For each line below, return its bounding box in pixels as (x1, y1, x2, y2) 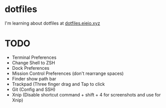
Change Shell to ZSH (12, 59, 56, 66)
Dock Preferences (12, 65, 50, 71)
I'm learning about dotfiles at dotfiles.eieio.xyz (5, 20, 100, 26)
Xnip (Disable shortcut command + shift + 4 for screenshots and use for (12, 91, 161, 97)
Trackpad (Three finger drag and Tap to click (12, 81, 105, 87)
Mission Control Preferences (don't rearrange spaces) (12, 70, 124, 76)
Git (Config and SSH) (12, 86, 56, 92)
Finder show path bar (12, 75, 57, 81)
